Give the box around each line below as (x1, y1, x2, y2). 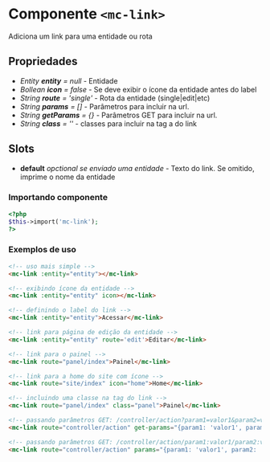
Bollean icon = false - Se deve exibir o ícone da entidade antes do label (19, 84, 257, 94)
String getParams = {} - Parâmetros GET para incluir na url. (19, 110, 218, 120)
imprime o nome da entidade (19, 172, 116, 182)
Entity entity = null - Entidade (19, 76, 118, 85)
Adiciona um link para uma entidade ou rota (8, 31, 153, 41)
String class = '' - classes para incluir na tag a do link (19, 118, 198, 129)
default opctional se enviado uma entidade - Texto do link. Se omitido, (19, 163, 255, 173)
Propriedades (8, 55, 78, 68)
